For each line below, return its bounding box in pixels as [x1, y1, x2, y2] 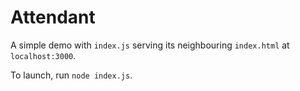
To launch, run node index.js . [10, 69, 133, 81]
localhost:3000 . [10, 49, 77, 61]
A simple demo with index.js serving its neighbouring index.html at [10, 39, 290, 51]
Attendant [10, 6, 96, 29]
